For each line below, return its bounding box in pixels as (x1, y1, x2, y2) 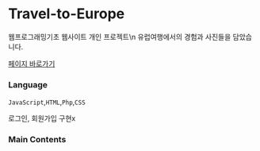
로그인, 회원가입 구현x (8, 114, 76, 123)
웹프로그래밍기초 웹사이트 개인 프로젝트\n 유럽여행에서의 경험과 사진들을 (8, 32, 231, 41)
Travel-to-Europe (8, 5, 125, 23)
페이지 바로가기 (8, 59, 55, 68)
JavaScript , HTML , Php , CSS (8, 97, 86, 107)
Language (8, 79, 48, 90)
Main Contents (8, 134, 67, 145)
